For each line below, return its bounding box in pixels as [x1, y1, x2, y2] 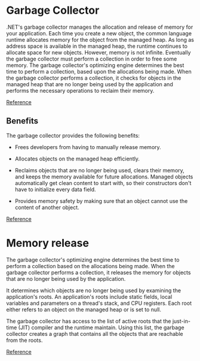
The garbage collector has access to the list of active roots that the [6, 317, 171, 324]
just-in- [172, 317, 191, 324]
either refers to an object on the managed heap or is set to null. [6, 306, 161, 313]
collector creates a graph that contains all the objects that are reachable [6, 330, 183, 337]
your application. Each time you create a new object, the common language [6, 29, 192, 37]
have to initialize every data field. [14, 186, 97, 193]
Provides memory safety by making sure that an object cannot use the [14, 197, 188, 204]
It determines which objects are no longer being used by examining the [6, 287, 181, 294]
